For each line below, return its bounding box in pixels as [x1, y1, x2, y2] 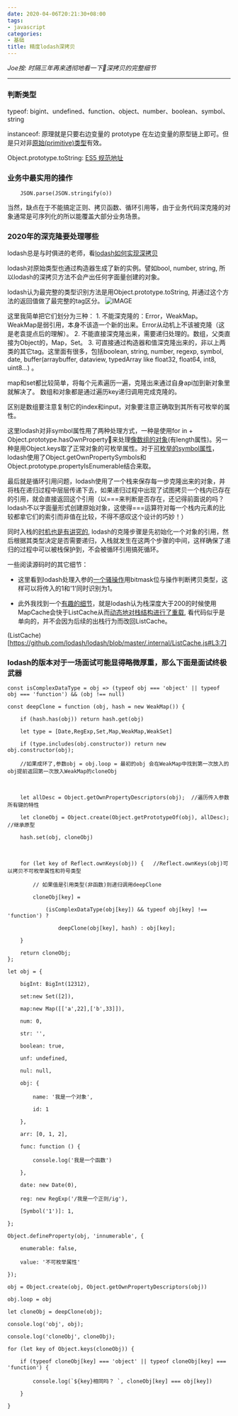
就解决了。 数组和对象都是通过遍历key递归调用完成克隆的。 [7, 387, 181, 395]
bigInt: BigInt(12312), [20, 981, 91, 988]
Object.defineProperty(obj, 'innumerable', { [7, 1232, 144, 1240]
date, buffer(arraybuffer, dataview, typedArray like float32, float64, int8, [7, 355, 217, 364]
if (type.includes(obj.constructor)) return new [20, 741, 166, 748]
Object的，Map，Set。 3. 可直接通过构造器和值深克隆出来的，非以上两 [19, 338, 226, 347]
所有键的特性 [7, 802, 40, 809]
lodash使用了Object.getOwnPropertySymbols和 [7, 453, 147, 461]
